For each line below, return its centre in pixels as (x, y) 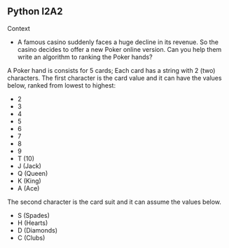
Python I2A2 (35, 12)
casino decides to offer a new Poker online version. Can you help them (119, 49)
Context (19, 28)
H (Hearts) (33, 223)
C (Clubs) (31, 237)
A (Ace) (28, 188)
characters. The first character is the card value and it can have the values (114, 78)
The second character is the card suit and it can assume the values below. (114, 202)
